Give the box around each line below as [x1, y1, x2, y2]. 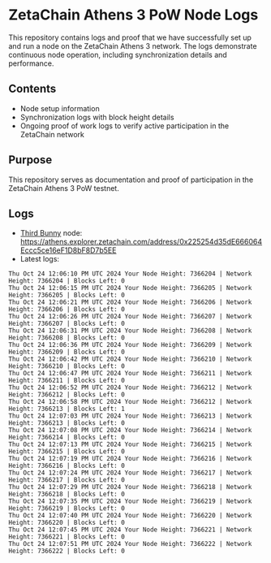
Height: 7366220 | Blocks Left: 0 [8, 518, 126, 527]
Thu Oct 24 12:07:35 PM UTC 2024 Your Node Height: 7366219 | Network [8, 497, 252, 505]
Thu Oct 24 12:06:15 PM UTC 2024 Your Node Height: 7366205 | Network [8, 284, 252, 292]
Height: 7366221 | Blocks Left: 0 [8, 533, 126, 541]
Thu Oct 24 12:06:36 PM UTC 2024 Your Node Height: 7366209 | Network [8, 341, 252, 349]
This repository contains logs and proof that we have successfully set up [8, 32, 252, 42]
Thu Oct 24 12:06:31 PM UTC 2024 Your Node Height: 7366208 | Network [8, 327, 252, 335]
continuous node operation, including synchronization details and [8, 50, 227, 59]
